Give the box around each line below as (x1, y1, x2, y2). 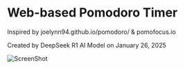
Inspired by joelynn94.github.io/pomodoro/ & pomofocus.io (7, 28, 177, 36)
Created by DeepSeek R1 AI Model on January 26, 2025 (7, 41, 166, 49)
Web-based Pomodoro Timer (7, 5, 178, 21)
